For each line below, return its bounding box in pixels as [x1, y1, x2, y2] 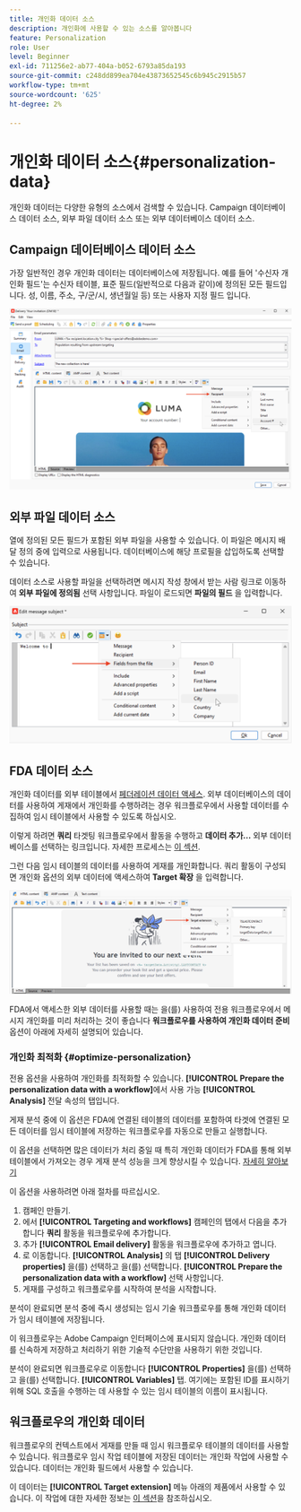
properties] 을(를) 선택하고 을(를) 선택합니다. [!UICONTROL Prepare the [21, 1261, 283, 1273]
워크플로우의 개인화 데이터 [9, 1414, 145, 1429]
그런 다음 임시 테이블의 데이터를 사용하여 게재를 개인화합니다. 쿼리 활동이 [9, 861, 262, 872]
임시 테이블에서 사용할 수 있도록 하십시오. [32, 812, 177, 822]
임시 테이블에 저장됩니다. [18, 1314, 106, 1325]
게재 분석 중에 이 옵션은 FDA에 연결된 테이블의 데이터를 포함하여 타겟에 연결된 [9, 1115, 280, 1125]
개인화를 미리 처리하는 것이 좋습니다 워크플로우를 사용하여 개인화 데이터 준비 [25, 1014, 290, 1026]
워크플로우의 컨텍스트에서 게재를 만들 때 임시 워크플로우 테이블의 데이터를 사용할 [9, 1439, 289, 1450]
